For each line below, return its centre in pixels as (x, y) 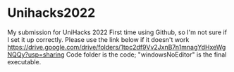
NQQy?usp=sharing (36, 55)
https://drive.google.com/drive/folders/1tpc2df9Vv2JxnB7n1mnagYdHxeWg (117, 47)
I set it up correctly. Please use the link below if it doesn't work (98, 39)
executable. (24, 62)
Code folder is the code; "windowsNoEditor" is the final (146, 55)
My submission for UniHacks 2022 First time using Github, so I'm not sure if (117, 32)
